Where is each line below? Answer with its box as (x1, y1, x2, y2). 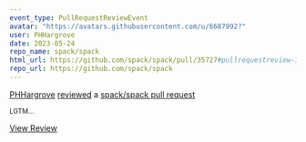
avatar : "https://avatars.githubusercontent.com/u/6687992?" (9, 22, 247, 31)
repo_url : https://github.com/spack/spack (9, 65, 173, 74)
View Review (9, 122, 57, 133)
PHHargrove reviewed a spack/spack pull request (9, 88, 196, 100)
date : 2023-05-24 (9, 38, 76, 48)
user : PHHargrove (9, 30, 76, 39)
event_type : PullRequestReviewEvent (9, 13, 148, 23)
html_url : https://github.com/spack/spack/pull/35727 (9, 56, 219, 65)
